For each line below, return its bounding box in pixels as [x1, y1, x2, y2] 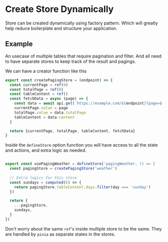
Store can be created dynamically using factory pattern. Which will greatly [5, 20, 158, 26]
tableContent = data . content [14, 115, 75, 120]
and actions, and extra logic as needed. [5, 147, 86, 153]
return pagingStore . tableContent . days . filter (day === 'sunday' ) [14, 185, 151, 190]
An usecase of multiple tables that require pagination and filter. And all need [5, 53, 161, 59]
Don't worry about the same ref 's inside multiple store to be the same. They [5, 226, 162, 232]
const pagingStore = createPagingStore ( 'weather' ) [9, 166, 117, 171]
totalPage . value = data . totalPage [14, 110, 86, 115]
